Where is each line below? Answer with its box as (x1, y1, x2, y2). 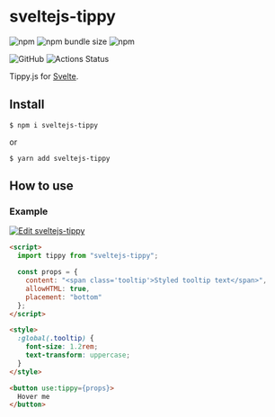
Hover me (17, 392, 50, 401)
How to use (9, 178, 74, 194)
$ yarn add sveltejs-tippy (9, 154, 111, 163)
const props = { (17, 268, 78, 277)
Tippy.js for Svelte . (9, 70, 79, 82)
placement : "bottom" (25, 292, 102, 302)
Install (9, 97, 45, 112)
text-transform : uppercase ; (25, 350, 130, 360)
